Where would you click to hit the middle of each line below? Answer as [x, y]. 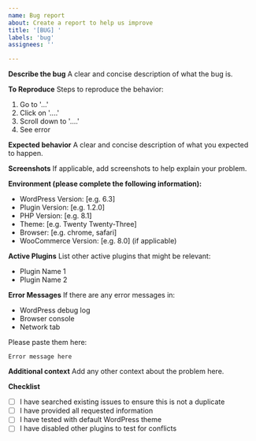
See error [35, 130]
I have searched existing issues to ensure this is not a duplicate [122, 402]
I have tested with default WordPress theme [91, 420]
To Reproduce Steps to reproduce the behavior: [86, 89]
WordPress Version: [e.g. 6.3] [67, 199]
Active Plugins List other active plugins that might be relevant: [109, 256]
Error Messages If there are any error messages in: [92, 295]
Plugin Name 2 [43, 280]
